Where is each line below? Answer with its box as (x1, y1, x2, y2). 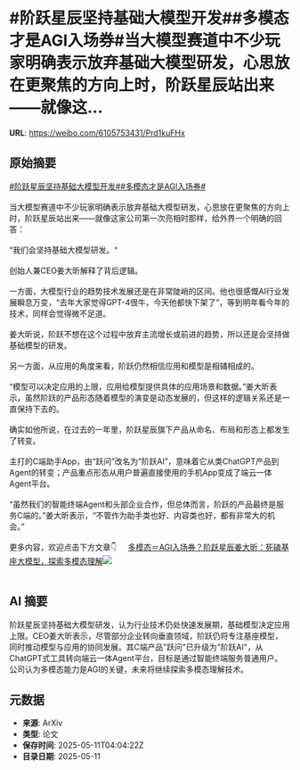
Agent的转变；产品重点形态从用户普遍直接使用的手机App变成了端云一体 (9, 467, 273, 477)
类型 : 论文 (21, 729, 59, 740)
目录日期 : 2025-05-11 (21, 751, 101, 762)
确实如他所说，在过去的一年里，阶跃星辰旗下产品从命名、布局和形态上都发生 (9, 424, 290, 435)
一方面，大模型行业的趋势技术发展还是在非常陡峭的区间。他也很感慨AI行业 (9, 286, 282, 296)
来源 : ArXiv (21, 717, 63, 728)
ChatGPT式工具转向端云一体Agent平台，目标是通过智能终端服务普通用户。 (9, 652, 283, 663)
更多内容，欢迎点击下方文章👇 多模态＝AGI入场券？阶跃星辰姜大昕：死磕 (9, 542, 282, 552)
